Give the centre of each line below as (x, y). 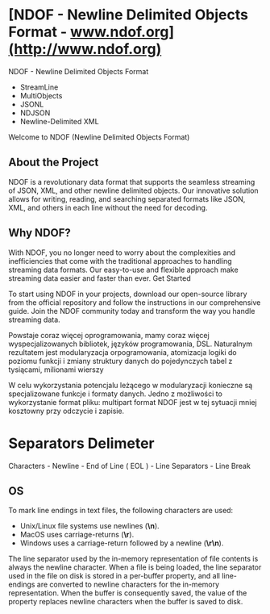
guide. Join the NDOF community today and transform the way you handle (132, 311)
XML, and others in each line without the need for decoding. (108, 207)
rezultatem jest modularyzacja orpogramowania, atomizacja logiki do (123, 352)
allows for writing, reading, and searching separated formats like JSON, (127, 198)
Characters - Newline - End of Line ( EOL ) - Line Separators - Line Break (130, 466)
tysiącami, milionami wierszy (56, 370)
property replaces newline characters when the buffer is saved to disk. (126, 602)
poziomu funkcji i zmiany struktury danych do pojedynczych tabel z (120, 361)
